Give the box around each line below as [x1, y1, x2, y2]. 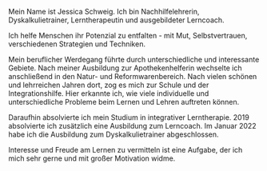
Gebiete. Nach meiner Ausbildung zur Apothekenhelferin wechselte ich [8, 63, 242, 73]
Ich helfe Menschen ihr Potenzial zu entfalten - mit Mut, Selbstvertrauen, [8, 31, 248, 40]
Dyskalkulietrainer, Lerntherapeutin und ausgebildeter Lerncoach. [8, 15, 225, 25]
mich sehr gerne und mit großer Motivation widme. [8, 153, 176, 163]
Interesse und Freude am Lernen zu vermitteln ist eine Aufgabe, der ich [8, 145, 243, 154]
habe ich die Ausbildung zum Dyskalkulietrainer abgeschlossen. [8, 129, 219, 139]
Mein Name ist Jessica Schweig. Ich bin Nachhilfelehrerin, [8, 7, 200, 16]
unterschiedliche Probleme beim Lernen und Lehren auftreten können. [8, 97, 240, 106]
